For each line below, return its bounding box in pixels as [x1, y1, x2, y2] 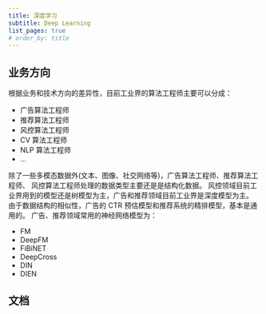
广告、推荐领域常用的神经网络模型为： [30, 211, 157, 221]
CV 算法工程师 [19, 135, 68, 145]
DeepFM [19, 235, 49, 244]
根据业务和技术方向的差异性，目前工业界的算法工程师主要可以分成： [8, 89, 232, 98]
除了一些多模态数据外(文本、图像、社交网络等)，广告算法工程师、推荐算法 [8, 171, 252, 181]
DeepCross [19, 252, 58, 262]
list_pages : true [8, 26, 66, 34]
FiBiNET [19, 244, 47, 253]
